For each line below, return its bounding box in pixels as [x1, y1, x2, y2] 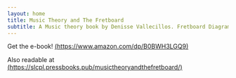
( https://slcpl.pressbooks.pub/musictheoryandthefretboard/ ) [7, 63, 183, 72]
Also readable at [7, 56, 55, 64]
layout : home [7, 10, 46, 17]
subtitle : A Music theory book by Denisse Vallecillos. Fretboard [7, 23, 206, 30]
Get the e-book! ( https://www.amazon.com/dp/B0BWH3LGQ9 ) [7, 42, 189, 51]
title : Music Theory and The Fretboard [7, 17, 124, 24]
